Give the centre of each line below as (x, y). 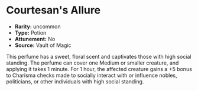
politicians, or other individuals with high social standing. (75, 81)
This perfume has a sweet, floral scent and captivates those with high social (99, 56)
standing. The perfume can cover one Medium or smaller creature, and (92, 63)
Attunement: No (35, 39)
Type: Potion (30, 32)
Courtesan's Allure (53, 10)
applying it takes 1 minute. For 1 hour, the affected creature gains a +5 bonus (99, 69)
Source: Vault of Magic (43, 45)
